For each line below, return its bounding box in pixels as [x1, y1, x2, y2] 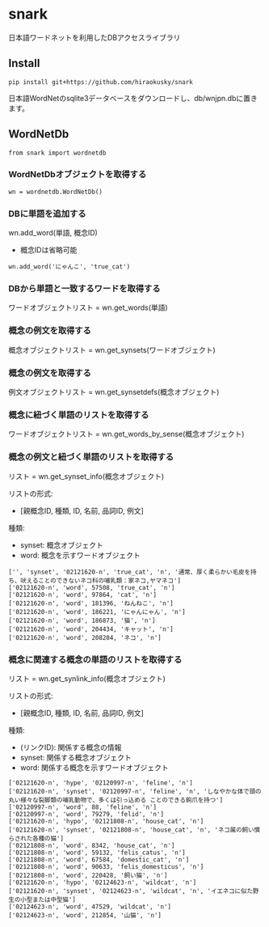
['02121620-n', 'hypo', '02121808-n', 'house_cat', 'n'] [8, 817, 204, 825]
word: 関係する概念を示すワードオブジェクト [19, 762, 169, 772]
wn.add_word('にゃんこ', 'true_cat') [8, 263, 131, 271]
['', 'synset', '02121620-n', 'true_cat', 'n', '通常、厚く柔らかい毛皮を [8, 568, 251, 576]
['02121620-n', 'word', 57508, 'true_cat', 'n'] [8, 583, 175, 591]
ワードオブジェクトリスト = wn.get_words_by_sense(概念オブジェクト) [8, 430, 245, 439]
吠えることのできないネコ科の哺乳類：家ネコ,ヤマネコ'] [19, 576, 182, 585]
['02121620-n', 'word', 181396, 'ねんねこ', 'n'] [8, 599, 174, 607]
